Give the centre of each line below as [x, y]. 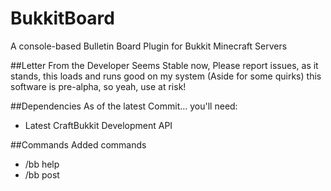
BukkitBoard [62, 18]
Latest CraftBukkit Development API [98, 125]
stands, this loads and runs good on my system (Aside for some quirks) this [166, 76]
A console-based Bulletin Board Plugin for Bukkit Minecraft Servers [149, 46]
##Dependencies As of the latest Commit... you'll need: [124, 106]
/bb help [42, 164]
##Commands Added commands [78, 144]
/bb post [42, 174]
